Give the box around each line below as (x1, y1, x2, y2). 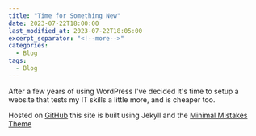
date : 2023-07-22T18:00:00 (8, 19, 99, 27)
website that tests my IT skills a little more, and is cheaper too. (8, 94, 216, 105)
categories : (8, 42, 48, 50)
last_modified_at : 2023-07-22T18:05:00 (8, 27, 143, 35)
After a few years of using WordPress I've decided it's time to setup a (8, 86, 240, 96)
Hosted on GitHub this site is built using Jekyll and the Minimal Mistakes (8, 110, 248, 120)
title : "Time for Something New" (8, 11, 121, 20)
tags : (8, 57, 27, 65)
